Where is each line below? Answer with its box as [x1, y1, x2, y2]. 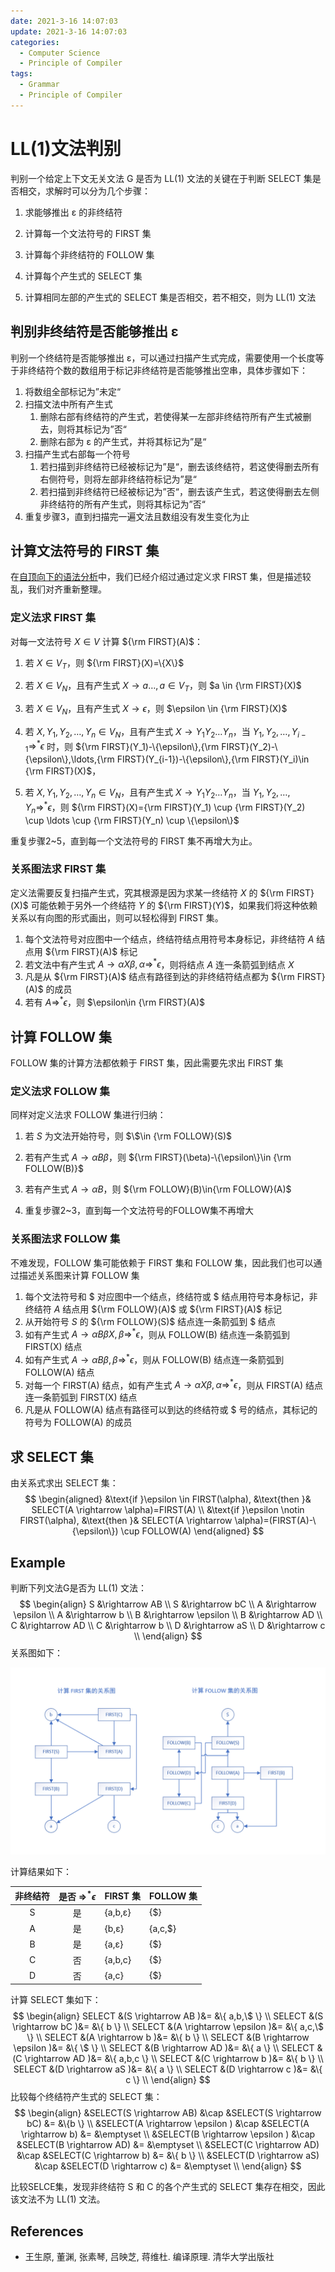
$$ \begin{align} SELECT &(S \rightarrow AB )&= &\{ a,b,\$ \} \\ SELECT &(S [12, 2010, 324, 2022]
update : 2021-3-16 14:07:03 [10, 26, 128, 37]
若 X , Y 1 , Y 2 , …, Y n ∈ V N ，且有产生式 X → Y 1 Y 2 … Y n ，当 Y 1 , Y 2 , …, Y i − [24, 726, 307, 740]
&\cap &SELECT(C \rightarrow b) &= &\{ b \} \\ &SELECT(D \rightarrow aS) [16, 2150, 320, 2162]
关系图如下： [10, 1647, 63, 1659]
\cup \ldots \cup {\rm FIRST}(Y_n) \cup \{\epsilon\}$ [24, 814, 240, 826]
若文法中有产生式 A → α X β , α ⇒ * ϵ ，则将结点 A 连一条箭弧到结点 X [24, 956, 295, 970]
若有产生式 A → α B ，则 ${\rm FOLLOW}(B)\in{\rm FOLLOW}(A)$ [24, 1183, 292, 1195]
